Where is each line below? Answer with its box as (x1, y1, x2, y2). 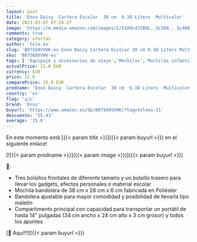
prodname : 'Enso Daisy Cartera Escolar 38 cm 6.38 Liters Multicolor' (6, 85, 193, 91)
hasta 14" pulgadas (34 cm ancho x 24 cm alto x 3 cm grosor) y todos (14, 212, 184, 219)
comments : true (6, 31, 43, 36)
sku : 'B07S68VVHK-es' (6, 52, 59, 58)
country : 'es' (6, 90, 41, 96)
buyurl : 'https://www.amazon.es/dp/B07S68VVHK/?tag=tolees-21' (6, 107, 164, 113)
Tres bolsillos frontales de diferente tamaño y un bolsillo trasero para (14, 174, 181, 181)
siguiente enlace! (6, 140, 47, 147)
